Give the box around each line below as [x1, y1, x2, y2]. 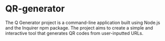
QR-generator [5, 3, 65, 14]
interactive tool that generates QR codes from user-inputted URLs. [5, 30, 143, 36]
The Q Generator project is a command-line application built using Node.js [5, 19, 160, 25]
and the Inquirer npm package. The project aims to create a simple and [5, 24, 153, 30]
